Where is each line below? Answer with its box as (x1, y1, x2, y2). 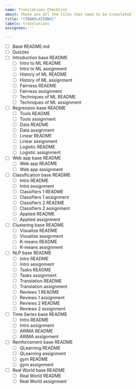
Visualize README (19, 228, 58, 234)
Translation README (19, 278, 62, 284)
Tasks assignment (19, 272, 57, 278)
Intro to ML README (19, 60, 62, 66)
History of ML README (19, 71, 67, 77)
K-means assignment (19, 244, 63, 250)
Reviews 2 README (19, 300, 60, 306)
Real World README (19, 373, 61, 379)
